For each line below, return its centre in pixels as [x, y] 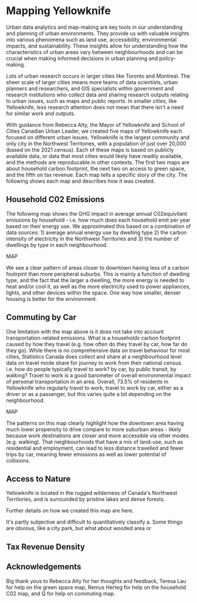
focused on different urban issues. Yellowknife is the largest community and [98, 137]
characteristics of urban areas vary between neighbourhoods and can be [94, 52]
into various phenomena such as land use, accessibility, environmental [91, 39]
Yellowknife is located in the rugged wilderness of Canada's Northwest [92, 493]
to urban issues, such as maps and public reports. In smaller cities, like [91, 101]
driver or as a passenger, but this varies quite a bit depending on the [89, 394]
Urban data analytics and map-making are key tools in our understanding [94, 27]
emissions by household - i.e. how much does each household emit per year [98, 220]
